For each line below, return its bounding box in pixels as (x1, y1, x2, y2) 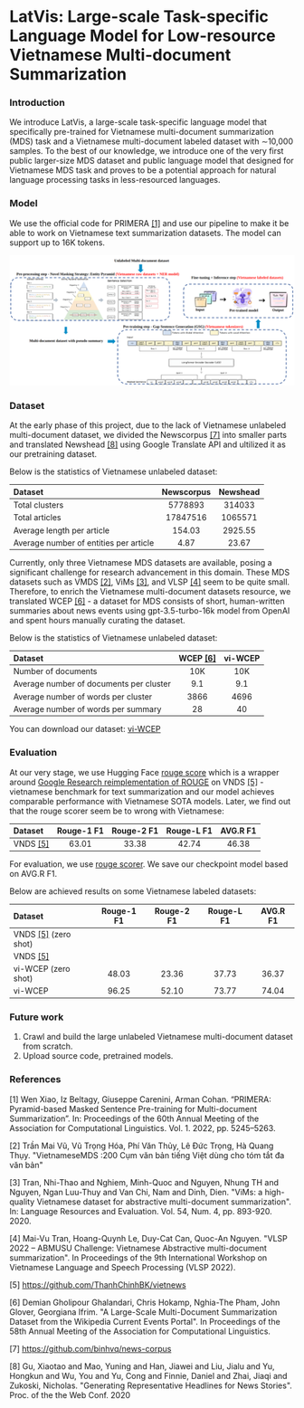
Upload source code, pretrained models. (22, 1051, 174, 1061)
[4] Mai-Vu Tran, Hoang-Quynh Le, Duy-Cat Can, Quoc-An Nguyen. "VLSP (9, 1232, 288, 1243)
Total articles (13, 512, 62, 523)
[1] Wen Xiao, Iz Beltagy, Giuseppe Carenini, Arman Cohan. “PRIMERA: (9, 1093, 271, 1105)
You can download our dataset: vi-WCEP (9, 724, 161, 735)
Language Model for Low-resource (9, 25, 276, 46)
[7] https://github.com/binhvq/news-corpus (9, 1343, 172, 1354)
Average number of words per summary (13, 703, 162, 714)
